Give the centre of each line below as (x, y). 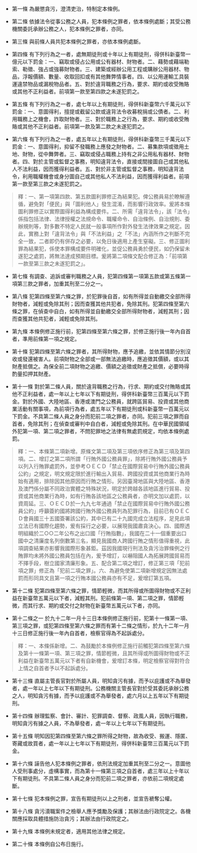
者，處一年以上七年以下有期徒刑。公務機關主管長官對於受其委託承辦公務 (100, 688)
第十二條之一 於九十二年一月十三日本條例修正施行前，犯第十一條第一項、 (101, 618)
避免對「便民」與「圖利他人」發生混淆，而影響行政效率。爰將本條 (109, 204)
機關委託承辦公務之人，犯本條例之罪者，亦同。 (69, 29)
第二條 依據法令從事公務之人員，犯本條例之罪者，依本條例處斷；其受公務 (101, 21)
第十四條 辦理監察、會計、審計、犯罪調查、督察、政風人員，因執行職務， (101, 716)
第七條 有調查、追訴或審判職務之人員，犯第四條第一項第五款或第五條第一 (101, 276)
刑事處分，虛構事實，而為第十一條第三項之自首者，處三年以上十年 (103, 771)
